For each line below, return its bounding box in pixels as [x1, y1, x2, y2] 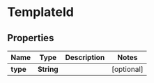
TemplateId [7, 4, 75, 20]
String [37, 64, 59, 74]
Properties [7, 32, 54, 44]
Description [65, 53, 105, 62]
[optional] [111, 64, 144, 74]
